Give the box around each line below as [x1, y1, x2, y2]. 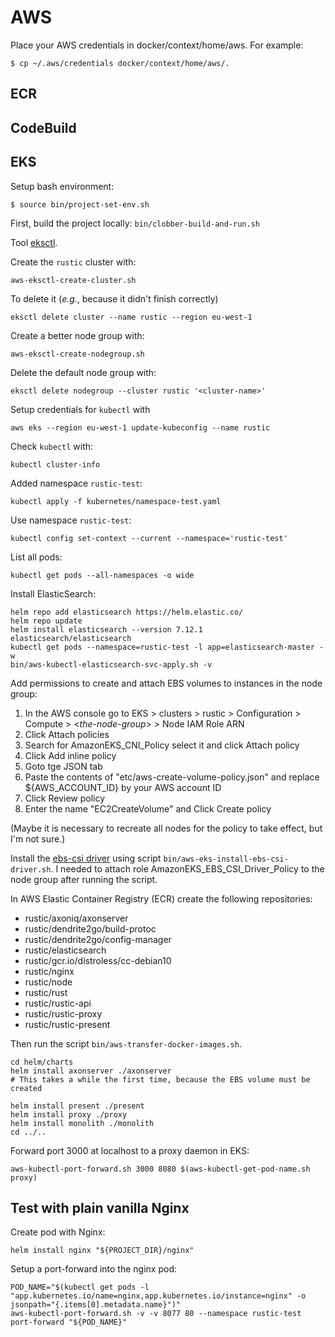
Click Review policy [24, 792, 106, 804]
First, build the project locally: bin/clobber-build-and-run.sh [10, 217, 260, 229]
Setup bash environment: [10, 180, 115, 192]
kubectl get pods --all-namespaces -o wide [10, 570, 195, 580]
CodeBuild [10, 119, 77, 136]
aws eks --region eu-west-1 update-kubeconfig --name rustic [10, 422, 271, 433]
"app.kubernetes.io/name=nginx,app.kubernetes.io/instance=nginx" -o [10, 1291, 307, 1301]
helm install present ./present [10, 1101, 145, 1111]
